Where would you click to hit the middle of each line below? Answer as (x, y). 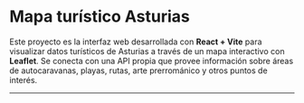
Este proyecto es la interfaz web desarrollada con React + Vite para (136, 42)
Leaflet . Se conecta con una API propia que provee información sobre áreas (152, 61)
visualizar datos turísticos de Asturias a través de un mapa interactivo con (147, 51)
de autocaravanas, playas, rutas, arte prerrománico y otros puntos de (139, 70)
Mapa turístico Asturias (100, 17)
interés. (24, 80)
